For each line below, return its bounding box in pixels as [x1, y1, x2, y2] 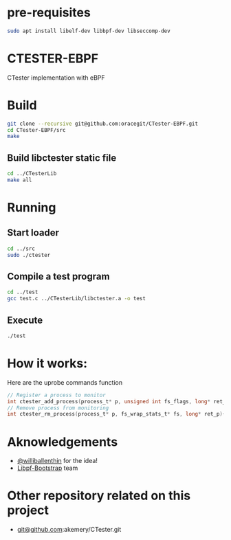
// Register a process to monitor [7, 392, 107, 398]
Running [7, 200, 56, 216]
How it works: [7, 356, 88, 372]
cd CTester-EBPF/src [7, 126, 67, 133]
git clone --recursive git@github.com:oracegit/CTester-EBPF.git [7, 120, 198, 127]
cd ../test [7, 289, 38, 296]
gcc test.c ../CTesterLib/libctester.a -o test [7, 295, 146, 302]
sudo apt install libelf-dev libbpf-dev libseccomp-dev [7, 27, 170, 34]
